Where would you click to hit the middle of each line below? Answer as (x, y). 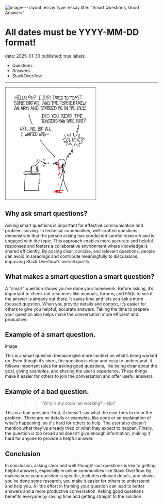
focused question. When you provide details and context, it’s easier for (76, 304)
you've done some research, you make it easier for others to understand (77, 481)
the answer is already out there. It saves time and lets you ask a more (74, 299)
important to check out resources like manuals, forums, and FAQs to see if (79, 293)
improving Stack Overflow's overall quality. (48, 261)
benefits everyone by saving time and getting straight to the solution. (74, 496)
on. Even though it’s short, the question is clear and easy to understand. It (79, 361)
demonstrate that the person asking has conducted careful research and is (80, 235)
